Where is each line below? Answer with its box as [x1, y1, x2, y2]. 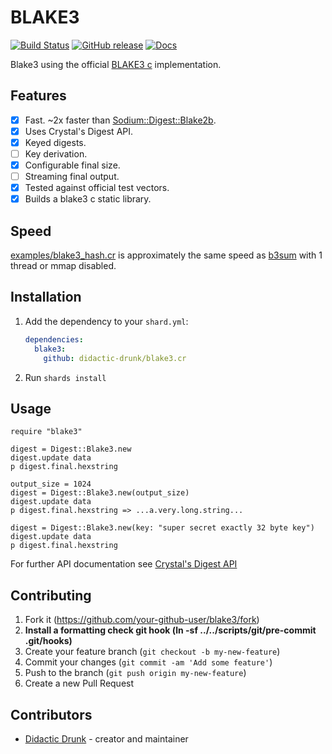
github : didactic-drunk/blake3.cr [43, 353, 187, 363]
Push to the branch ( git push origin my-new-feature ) [24, 667, 247, 679]
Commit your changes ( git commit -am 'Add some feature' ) [24, 656, 273, 668]
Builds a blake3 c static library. [24, 193, 152, 205]
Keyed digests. [24, 136, 87, 148]
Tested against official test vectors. [24, 182, 170, 194]
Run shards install [24, 371, 107, 383]
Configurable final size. [24, 159, 121, 171]
